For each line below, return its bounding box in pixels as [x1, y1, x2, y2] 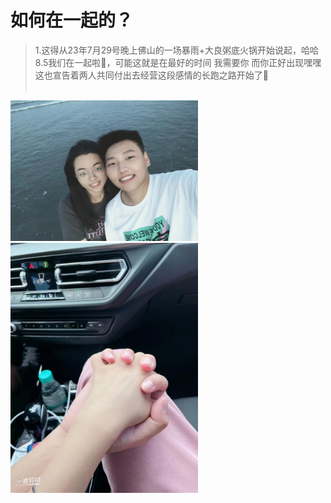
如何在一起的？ [10, 9, 134, 32]
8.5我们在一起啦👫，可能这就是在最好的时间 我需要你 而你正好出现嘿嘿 [34, 56, 322, 68]
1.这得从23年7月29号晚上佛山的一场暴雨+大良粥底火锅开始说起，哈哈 [34, 44, 320, 56]
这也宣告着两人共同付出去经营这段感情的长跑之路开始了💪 [34, 69, 269, 81]
